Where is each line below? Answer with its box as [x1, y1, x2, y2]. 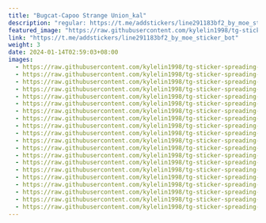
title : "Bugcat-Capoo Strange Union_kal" [8, 11, 147, 20]
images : [8, 56, 34, 64]
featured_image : [8, 26, 62, 34]
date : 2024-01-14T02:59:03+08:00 [8, 48, 119, 56]
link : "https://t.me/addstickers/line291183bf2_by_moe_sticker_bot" [8, 33, 239, 42]
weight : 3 [8, 41, 41, 49]
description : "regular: [8, 19, 87, 27]
